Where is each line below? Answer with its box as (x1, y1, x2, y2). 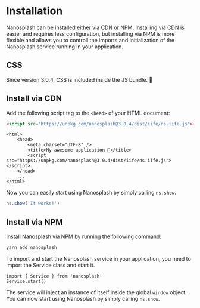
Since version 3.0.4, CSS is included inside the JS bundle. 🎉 (6, 76, 153, 83)
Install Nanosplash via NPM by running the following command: (6, 233, 162, 240)
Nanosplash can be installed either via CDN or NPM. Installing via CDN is (6, 24, 185, 31)
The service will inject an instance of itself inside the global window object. (6, 289, 187, 296)
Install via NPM (6, 217, 63, 227)
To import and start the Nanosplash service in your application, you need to (6, 255, 192, 262)
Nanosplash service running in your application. (6, 43, 124, 50)
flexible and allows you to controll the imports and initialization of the (6, 36, 174, 44)
